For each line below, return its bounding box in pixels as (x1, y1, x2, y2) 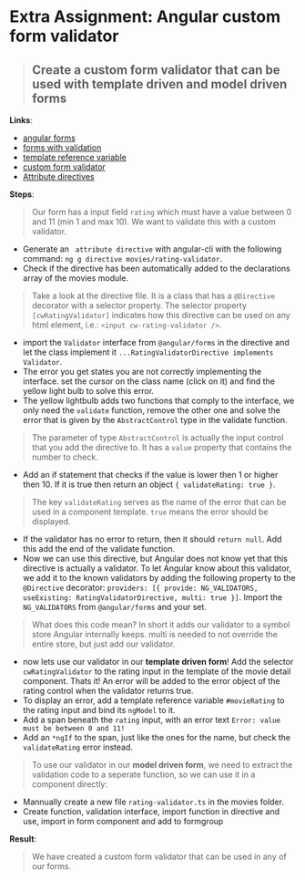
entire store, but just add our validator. (31, 638, 176, 649)
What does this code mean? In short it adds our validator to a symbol (31, 619, 290, 630)
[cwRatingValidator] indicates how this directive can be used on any (31, 310, 291, 320)
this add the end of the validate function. (22, 544, 176, 554)
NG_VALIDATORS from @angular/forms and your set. (22, 602, 208, 612)
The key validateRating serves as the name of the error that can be (31, 497, 287, 507)
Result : (9, 833, 37, 844)
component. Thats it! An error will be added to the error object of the (22, 676, 280, 686)
